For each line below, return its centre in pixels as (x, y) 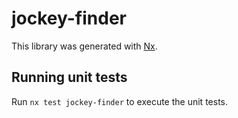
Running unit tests (69, 77)
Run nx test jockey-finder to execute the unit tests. (119, 101)
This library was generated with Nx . (84, 46)
